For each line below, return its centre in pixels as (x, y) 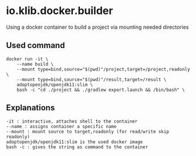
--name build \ (35, 64)
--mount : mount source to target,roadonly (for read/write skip (87, 131)
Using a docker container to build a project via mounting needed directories (97, 27)
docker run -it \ (27, 59)
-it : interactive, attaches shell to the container (72, 121)
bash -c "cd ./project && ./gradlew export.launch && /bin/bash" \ (101, 90)
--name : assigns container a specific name (61, 126)
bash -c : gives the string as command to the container (77, 147)
